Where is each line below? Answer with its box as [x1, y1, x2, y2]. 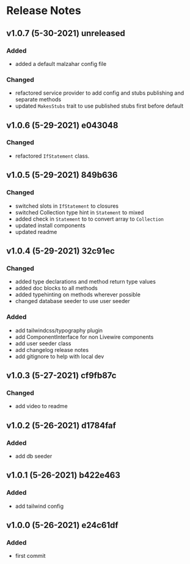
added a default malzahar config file [15, 60, 107, 67]
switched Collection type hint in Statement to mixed [15, 208, 144, 216]
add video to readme [15, 403, 68, 410]
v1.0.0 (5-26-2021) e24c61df [6, 520, 119, 530]
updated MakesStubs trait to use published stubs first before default [15, 102, 184, 110]
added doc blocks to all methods [15, 285, 98, 292]
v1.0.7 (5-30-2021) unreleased [6, 28, 125, 38]
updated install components [15, 221, 86, 229]
